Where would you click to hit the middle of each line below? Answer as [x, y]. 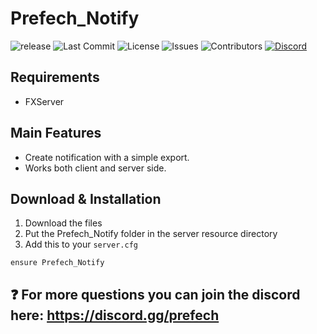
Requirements [55, 77]
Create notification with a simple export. [107, 157]
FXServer [44, 101]
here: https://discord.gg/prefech [115, 315]
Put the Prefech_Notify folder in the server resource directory [151, 234]
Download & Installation [86, 198]
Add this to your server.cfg [81, 244]
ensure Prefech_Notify [57, 263]
